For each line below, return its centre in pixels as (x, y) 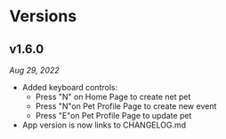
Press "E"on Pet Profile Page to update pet (113, 116)
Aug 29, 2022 (34, 70)
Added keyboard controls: (70, 87)
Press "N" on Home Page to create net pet (113, 97)
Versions (43, 16)
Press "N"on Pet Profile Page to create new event (126, 106)
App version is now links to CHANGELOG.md (104, 125)
